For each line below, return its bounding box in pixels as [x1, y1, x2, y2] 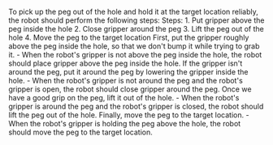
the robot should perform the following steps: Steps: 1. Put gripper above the [8, 15, 265, 25]
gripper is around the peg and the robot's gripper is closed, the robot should [8, 101, 264, 111]
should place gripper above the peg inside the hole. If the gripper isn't [8, 58, 243, 68]
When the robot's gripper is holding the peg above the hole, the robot [8, 119, 241, 128]
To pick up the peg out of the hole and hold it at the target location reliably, [8, 7, 258, 16]
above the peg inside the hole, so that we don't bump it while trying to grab [8, 41, 260, 51]
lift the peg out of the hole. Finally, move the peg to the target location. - [8, 110, 249, 120]
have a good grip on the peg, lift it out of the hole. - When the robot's [8, 93, 240, 102]
